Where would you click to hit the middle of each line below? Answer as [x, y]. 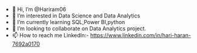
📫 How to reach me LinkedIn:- [50, 35]
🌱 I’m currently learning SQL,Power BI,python [68, 22]
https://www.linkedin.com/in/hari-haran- [140, 35]
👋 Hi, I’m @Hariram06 [39, 9]
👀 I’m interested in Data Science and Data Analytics [76, 16]
